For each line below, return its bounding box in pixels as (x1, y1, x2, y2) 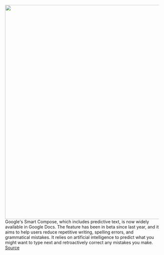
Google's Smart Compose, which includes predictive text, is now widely (5, 219, 149, 225)
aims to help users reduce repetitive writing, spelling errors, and (5, 229, 134, 235)
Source (5, 245, 20, 251)
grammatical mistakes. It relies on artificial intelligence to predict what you (5, 234, 154, 240)
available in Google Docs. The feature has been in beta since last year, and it (5, 224, 159, 230)
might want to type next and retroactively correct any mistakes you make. (5, 240, 153, 245)
